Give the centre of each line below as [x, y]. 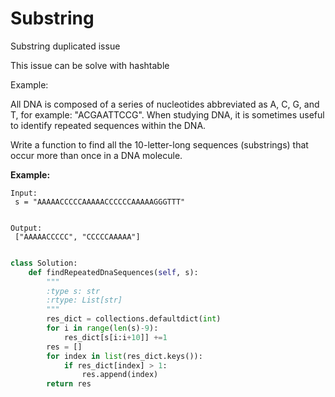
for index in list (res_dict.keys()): [124, 356]
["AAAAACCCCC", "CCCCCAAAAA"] [77, 237]
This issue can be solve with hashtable [90, 65]
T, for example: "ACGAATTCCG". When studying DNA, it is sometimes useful [167, 114]
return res [69, 384]
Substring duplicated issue [65, 46]
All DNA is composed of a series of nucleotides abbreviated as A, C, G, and [165, 104]
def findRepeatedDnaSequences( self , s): [113, 272]
